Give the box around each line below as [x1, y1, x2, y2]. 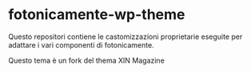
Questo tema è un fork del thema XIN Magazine [8, 56, 165, 65]
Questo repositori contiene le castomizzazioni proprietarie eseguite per [8, 32, 243, 41]
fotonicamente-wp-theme [8, 6, 185, 24]
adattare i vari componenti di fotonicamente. [8, 40, 154, 49]
